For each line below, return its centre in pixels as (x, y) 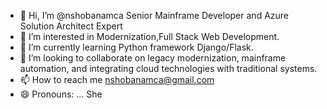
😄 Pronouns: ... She (61, 94)
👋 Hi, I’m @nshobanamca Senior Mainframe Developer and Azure (154, 15)
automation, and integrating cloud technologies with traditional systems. (168, 68)
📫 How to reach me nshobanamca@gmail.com (117, 79)
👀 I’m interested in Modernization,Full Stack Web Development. (149, 36)
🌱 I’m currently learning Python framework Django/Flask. (136, 47)
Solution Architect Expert (71, 26)
